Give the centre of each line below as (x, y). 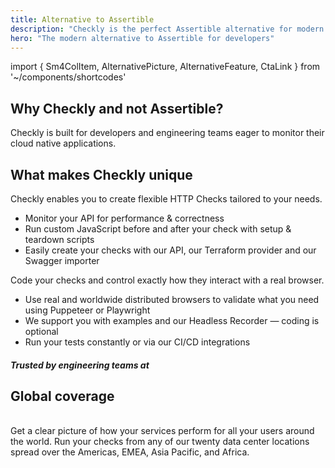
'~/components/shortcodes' (68, 77)
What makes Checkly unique (101, 174)
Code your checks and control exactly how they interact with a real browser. (167, 280)
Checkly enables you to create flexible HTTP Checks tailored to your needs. (166, 199)
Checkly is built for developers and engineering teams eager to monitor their (167, 133)
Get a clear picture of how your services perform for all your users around (162, 431)
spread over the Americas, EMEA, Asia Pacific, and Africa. (130, 452)
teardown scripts (59, 239)
